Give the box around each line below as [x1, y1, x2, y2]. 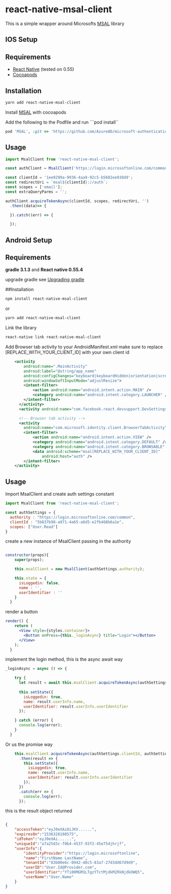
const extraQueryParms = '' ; [5, 189, 67, 195]
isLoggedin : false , [18, 581, 60, 586]
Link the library [5, 325, 37, 331]
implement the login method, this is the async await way [5, 656, 123, 662]
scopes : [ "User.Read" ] [10, 524, 58, 529]
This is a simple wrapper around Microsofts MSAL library [5, 20, 125, 27]
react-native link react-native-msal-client [5, 334, 101, 340]
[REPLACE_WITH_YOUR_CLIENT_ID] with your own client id [5, 349, 130, 355]
